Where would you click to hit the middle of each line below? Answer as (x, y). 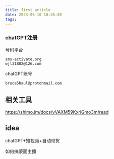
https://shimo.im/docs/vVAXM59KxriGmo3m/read (57, 112)
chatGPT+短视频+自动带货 (33, 141)
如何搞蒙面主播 (21, 151)
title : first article (28, 10)
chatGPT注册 (21, 38)
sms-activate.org (23, 59)
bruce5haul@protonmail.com (34, 83)
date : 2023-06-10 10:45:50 (34, 15)
